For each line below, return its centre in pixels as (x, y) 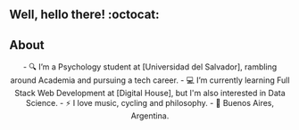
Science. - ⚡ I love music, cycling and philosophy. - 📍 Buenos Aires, (150, 103)
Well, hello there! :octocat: (84, 15)
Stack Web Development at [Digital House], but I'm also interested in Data (150, 93)
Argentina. (150, 116)
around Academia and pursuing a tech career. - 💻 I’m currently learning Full (150, 80)
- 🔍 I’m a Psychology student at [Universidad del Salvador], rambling (150, 67)
